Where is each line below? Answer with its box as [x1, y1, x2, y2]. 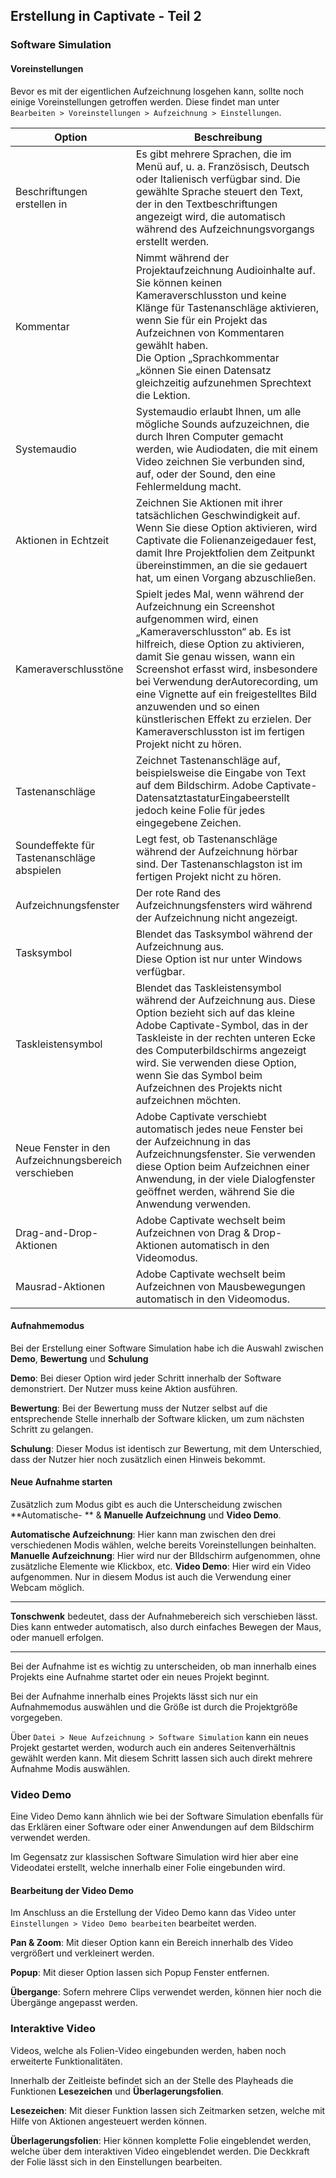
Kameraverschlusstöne [15, 662, 124, 676]
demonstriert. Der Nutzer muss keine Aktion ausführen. [10, 1382, 238, 1394]
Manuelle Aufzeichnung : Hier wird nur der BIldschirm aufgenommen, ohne [10, 1549, 321, 1561]
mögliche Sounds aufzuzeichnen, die [135, 417, 310, 431]
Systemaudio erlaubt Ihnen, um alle [135, 404, 302, 418]
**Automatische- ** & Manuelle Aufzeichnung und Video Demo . [10, 1509, 282, 1521]
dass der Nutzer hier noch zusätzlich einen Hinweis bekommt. [10, 1453, 266, 1465]
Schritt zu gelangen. [10, 1423, 94, 1435]
